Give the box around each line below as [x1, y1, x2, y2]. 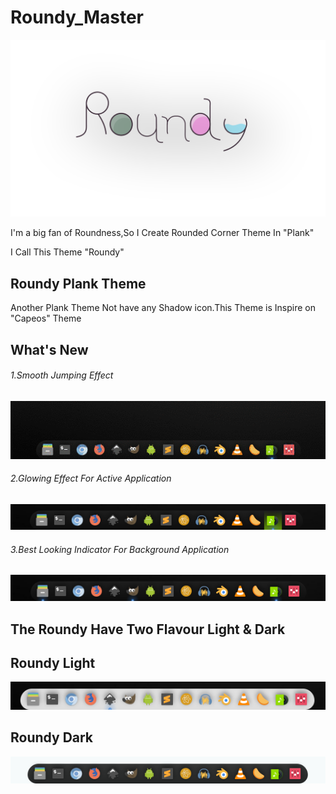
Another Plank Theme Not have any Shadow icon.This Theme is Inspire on [10, 302, 316, 314]
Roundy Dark [10, 729, 94, 746]
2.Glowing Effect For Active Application [10, 472, 172, 485]
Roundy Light [10, 654, 96, 671]
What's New [10, 341, 89, 358]
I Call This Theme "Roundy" [10, 246, 125, 258]
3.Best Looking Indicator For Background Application [10, 543, 230, 555]
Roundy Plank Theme [10, 275, 147, 292]
